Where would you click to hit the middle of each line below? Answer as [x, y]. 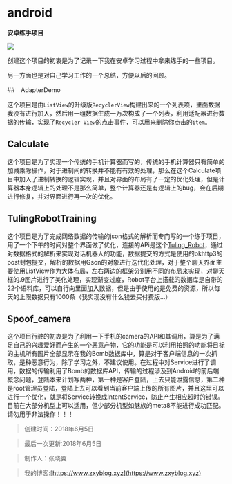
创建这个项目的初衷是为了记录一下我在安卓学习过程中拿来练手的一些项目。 [113, 60]
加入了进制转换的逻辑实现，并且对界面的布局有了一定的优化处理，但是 [119, 179]
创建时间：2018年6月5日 [59, 429]
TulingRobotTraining [52, 218]
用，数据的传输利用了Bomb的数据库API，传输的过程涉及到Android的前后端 [113, 371]
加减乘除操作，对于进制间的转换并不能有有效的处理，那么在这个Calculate [111, 170]
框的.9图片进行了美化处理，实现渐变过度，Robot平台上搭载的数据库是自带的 [115, 279]
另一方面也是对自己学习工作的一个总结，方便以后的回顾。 [89, 75]
